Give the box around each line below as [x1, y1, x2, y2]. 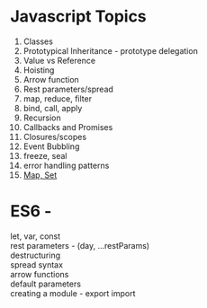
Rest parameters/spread [22, 84, 113, 94]
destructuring [10, 250, 61, 260]
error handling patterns [22, 160, 110, 171]
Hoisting [22, 65, 55, 75]
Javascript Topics [10, 6, 147, 27]
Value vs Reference [22, 55, 96, 66]
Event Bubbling [22, 141, 80, 152]
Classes [22, 36, 53, 47]
